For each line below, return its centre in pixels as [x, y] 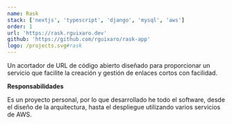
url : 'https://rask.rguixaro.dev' [57, 33]
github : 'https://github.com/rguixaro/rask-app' [79, 39]
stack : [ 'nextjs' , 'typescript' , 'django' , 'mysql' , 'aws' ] [96, 20]
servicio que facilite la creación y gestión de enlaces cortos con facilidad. [112, 73]
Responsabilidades [35, 86]
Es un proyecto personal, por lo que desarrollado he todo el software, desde [116, 100]
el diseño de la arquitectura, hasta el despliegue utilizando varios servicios [114, 107]
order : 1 [20, 26]
